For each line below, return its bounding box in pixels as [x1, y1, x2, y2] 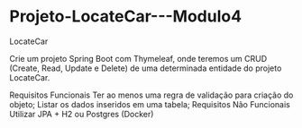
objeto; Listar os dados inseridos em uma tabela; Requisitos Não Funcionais [9, 98, 290, 109]
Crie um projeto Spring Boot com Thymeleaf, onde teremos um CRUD [9, 53, 268, 64]
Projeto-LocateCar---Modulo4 [9, 6, 242, 27]
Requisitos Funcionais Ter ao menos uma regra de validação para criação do [9, 90, 294, 100]
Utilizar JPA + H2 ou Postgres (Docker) [9, 108, 154, 119]
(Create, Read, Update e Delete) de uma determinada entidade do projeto [9, 63, 282, 73]
